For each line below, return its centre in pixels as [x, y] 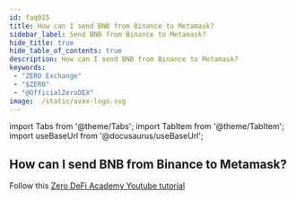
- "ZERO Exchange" [48, 76]
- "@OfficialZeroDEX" [53, 92]
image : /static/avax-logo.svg [68, 101]
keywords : [28, 68]
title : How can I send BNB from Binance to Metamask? [112, 26]
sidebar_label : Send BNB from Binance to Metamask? [108, 34]
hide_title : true [42, 43]
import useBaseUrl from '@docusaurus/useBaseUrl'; [106, 136]
